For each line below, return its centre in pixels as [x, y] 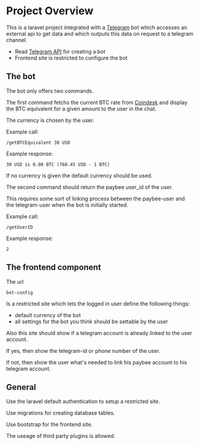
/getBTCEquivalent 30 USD [38, 143]
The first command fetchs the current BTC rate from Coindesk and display [97, 102]
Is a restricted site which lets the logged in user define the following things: [98, 304]
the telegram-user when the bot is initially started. [67, 205]
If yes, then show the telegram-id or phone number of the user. [83, 351]
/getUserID [20, 227]
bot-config [20, 292]
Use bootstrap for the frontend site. [50, 425]
